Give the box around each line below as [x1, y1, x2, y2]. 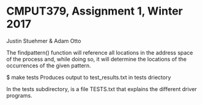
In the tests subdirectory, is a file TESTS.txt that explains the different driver [6, 85, 197, 92]
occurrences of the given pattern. [6, 62, 92, 69]
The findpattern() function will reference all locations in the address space [6, 49, 193, 56]
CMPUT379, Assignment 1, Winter [6, 4, 183, 18]
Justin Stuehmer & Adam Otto [6, 37, 81, 44]
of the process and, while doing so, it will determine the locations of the [6, 55, 187, 63]
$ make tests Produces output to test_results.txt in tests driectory [6, 73, 171, 81]
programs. [6, 92, 32, 99]
